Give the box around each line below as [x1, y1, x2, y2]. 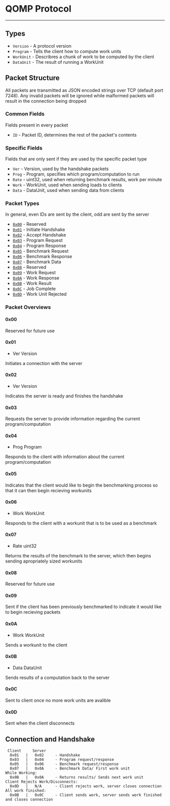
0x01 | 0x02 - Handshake [10, 753, 80, 758]
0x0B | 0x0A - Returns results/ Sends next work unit [10, 775, 144, 780]
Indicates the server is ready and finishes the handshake [5, 393, 123, 399]
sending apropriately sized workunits [5, 558, 82, 564]
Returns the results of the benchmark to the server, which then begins [5, 553, 151, 558]
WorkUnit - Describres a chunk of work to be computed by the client [12, 54, 154, 60]
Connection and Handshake [5, 735, 95, 743]
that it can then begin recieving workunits [5, 487, 92, 494]
